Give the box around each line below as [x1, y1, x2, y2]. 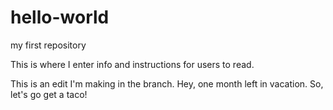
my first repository [10, 39, 87, 51]
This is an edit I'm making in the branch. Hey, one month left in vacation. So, [10, 77, 324, 90]
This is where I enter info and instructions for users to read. [10, 58, 255, 70]
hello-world [10, 6, 110, 29]
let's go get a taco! [10, 88, 88, 100]
